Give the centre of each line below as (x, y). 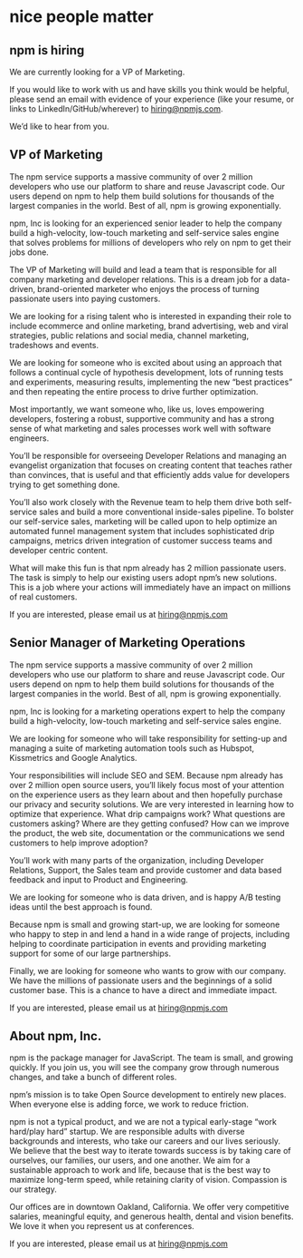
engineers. (29, 438)
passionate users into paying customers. (85, 298)
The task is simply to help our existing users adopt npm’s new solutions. (143, 577)
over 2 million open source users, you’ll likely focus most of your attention (147, 785)
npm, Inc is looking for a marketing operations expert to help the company (147, 711)
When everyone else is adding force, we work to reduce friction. (129, 1105)
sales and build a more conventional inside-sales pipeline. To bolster (166, 512)
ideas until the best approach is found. (81, 907)
